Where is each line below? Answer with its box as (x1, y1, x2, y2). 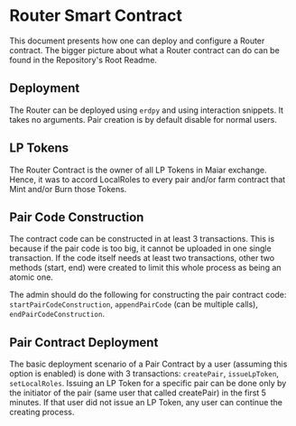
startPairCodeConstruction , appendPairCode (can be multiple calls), (9, 299, 259, 310)
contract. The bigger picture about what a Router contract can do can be (9, 44, 280, 55)
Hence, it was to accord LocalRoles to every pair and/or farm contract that (9, 173, 286, 185)
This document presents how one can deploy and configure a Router (9, 35, 265, 46)
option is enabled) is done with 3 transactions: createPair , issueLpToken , (9, 368, 280, 379)
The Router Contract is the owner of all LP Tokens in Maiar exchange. (9, 164, 268, 175)
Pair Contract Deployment (9, 335, 159, 350)
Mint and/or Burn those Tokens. (9, 183, 127, 194)
